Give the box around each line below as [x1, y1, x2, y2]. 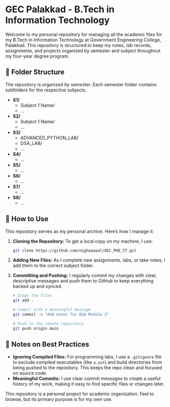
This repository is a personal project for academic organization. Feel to [5, 391, 154, 397]
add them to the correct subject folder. [12, 262, 94, 269]
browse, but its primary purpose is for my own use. [5, 396, 113, 402]
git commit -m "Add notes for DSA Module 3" [12, 312, 109, 317]
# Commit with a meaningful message [12, 307, 91, 313]
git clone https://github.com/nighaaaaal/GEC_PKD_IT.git [12, 248, 137, 253]
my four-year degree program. [5, 53, 70, 59]
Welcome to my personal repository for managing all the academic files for [5, 31, 162, 37]
